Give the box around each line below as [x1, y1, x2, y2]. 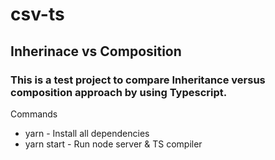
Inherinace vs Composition [10, 43, 182, 60]
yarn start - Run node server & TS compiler [24, 138, 203, 150]
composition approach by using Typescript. [10, 85, 228, 99]
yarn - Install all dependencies [24, 127, 150, 139]
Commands [10, 108, 58, 120]
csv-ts [10, 3, 65, 26]
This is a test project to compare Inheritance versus [10, 73, 266, 87]
